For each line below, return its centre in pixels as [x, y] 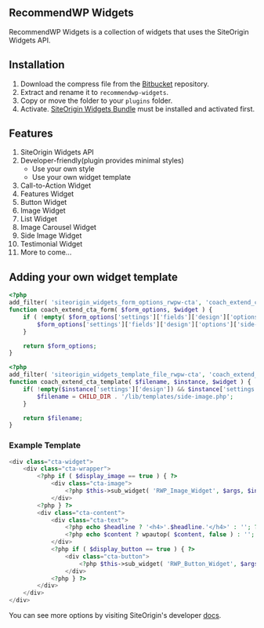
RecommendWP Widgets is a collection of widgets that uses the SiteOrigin [129, 31]
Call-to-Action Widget [56, 186]
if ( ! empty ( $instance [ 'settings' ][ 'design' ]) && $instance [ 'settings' [141, 389]
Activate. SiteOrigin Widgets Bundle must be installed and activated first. [137, 108]
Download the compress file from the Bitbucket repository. [115, 84]
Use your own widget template [81, 177]
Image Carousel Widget [58, 228]
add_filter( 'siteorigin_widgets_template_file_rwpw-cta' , [107, 375]
